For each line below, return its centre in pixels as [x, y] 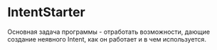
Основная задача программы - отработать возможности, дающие [109, 32]
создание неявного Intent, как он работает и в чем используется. [107, 39]
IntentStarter [46, 12]
